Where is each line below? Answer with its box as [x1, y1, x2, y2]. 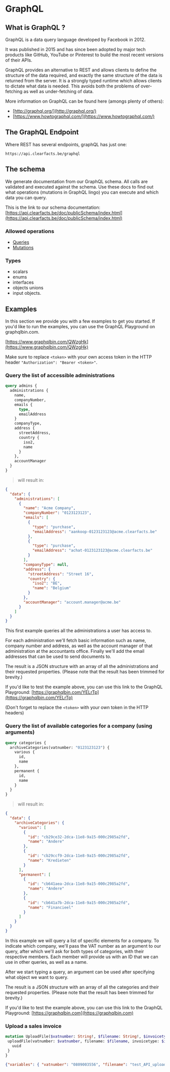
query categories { [5, 740, 47, 745]
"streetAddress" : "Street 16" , [27, 571, 94, 576]
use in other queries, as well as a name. [5, 959, 88, 965]
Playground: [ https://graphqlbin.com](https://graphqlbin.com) [5, 1010, 134, 1016]
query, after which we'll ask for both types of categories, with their [5, 948, 144, 954]
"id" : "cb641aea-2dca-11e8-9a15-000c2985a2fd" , [27, 881, 130, 886]
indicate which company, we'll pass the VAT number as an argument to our [5, 943, 161, 949]
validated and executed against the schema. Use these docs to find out [5, 184, 154, 190]
